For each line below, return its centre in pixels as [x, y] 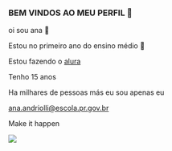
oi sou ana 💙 [29, 31]
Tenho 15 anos [32, 77]
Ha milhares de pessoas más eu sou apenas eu [86, 92]
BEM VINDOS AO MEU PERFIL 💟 [70, 13]
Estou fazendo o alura [45, 61]
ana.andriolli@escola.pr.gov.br [59, 108]
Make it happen [34, 124]
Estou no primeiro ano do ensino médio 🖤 [77, 46]
